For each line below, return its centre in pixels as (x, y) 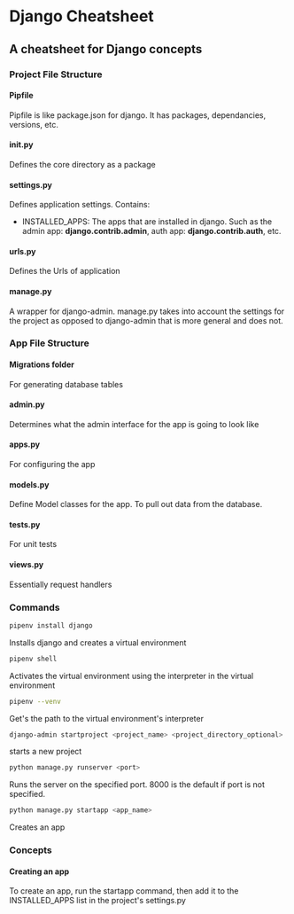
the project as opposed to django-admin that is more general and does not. (146, 320)
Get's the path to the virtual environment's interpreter (106, 718)
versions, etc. (34, 124)
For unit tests (33, 544)
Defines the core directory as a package (83, 164)
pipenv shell (33, 659)
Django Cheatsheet (82, 16)
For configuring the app (52, 465)
